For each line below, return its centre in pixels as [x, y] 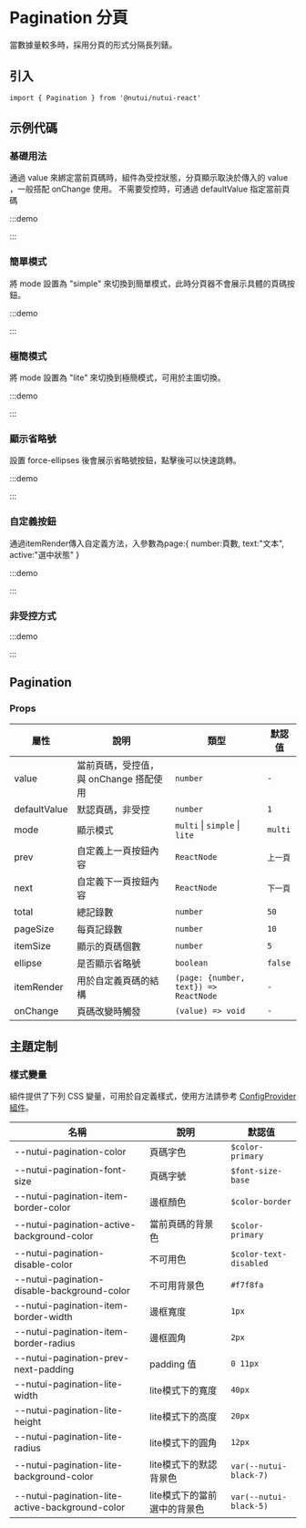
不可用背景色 [177, 1285]
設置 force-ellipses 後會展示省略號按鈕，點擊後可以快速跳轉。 [125, 460]
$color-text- [259, 1254]
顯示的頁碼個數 [109, 946]
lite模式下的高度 [184, 1417]
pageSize [34, 928]
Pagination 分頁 [69, 18]
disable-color [43, 1265]
